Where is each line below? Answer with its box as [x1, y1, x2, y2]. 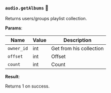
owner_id [7, 46, 28, 51]
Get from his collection [51, 45, 104, 52]
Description [63, 37, 92, 44]
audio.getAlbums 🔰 [5, 4, 49, 11]
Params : [5, 25, 23, 31]
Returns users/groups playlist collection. [5, 16, 87, 22]
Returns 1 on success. [5, 83, 50, 89]
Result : [5, 74, 20, 80]
